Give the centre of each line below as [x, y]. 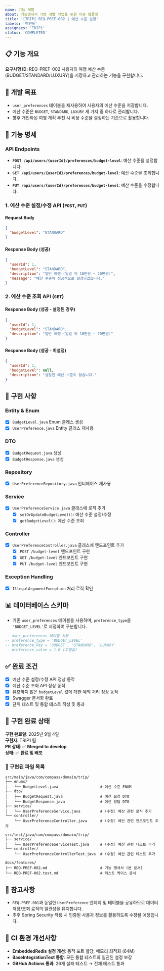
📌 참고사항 [20, 890]
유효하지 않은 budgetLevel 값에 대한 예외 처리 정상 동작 [65, 692]
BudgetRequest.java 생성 [37, 453]
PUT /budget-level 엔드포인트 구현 [54, 564]
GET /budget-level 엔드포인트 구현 [54, 558]
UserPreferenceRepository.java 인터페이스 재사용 [61, 484]
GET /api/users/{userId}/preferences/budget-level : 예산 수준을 [77, 173]
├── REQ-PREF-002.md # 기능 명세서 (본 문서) [74, 868]
